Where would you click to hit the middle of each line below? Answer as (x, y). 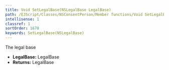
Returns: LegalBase (33, 62)
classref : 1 (18, 24)
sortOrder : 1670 (22, 28)
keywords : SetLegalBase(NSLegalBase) (45, 33)
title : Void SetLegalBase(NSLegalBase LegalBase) (58, 10)
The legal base (21, 47)
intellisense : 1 (22, 19)
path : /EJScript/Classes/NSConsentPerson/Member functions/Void (74, 14)
